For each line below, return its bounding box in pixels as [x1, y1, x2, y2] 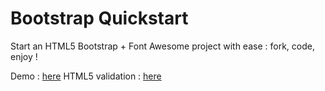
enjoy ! [10, 50, 38, 62]
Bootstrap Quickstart [10, 7, 189, 30]
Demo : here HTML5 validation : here [10, 70, 162, 82]
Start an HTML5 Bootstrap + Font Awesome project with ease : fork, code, [10, 40, 315, 52]
